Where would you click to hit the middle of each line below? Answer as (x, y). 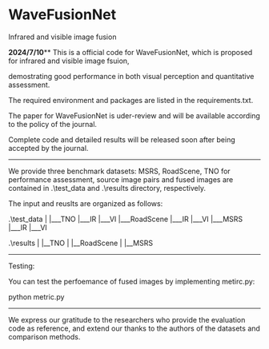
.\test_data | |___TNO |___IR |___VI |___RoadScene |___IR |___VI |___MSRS (126, 219)
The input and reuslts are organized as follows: (86, 203)
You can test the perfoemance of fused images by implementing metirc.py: (132, 281)
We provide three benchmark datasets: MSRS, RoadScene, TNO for (119, 171)
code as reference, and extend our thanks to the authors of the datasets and (134, 328)
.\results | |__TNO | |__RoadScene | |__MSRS (81, 243)
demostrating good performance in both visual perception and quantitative (131, 76)
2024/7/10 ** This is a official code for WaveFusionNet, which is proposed (130, 52)
